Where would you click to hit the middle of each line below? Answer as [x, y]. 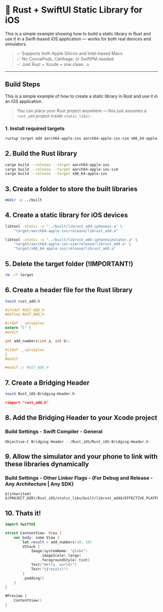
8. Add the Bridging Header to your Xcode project [81, 418]
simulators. [16, 44]
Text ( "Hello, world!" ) [54, 565]
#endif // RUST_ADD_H [27, 368]
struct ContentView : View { [33, 533]
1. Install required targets [35, 128]
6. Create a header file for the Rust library [69, 290]
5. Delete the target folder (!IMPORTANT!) [69, 264]
